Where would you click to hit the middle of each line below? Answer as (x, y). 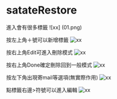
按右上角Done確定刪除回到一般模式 (49, 65)
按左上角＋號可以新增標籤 (37, 39)
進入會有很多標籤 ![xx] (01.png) (44, 27)
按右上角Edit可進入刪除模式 (39, 52)
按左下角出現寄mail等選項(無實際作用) (52, 77)
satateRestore (42, 10)
